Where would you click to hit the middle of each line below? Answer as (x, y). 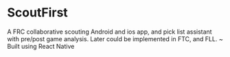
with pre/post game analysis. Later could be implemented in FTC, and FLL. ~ (115, 38)
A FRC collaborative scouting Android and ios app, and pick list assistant (110, 32)
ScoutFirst (38, 13)
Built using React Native (41, 46)
